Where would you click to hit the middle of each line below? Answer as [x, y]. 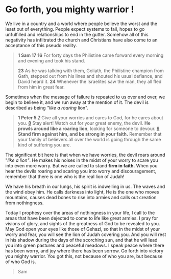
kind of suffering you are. [44, 145]
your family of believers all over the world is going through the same [89, 139]
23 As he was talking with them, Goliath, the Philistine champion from [91, 71]
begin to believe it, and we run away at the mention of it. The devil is [77, 102]
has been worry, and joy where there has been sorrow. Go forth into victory [84, 251]
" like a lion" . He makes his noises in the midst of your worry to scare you [82, 160]
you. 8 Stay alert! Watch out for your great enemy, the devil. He [84, 123]
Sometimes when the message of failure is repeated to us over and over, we [85, 97]
